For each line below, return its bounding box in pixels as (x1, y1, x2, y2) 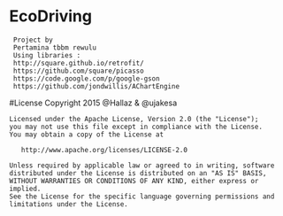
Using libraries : (12, 50, 81, 59)
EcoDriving (9, 6, 93, 27)
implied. (9, 184, 42, 193)
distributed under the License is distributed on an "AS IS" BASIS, (9, 168, 267, 178)
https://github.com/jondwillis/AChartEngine (12, 81, 180, 90)
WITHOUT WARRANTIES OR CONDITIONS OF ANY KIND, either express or (9, 176, 259, 185)
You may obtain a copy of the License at (9, 130, 164, 139)
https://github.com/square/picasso (12, 66, 144, 75)
